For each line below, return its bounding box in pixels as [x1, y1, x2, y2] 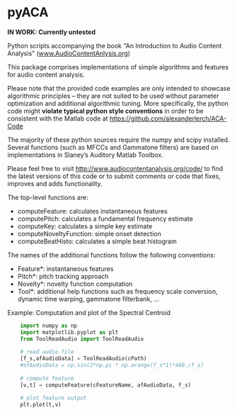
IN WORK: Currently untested [7, 28, 96, 36]
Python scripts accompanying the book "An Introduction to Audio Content [7, 41, 222, 50]
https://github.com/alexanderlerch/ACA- [109, 114, 227, 123]
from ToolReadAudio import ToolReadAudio [20, 335, 144, 343]
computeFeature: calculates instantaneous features [17, 206, 168, 215]
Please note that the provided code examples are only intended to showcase [7, 84, 231, 92]
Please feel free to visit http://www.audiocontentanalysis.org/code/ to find [7, 164, 224, 172]
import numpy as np [20, 322, 78, 329]
